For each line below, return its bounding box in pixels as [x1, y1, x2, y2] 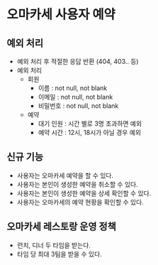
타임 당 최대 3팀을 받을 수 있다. [16, 249, 102, 258]
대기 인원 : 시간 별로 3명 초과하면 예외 [38, 119, 142, 128]
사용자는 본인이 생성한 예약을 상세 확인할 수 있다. [16, 189, 152, 198]
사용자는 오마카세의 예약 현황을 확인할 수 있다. [16, 198, 145, 206]
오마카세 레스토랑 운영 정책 [6, 221, 116, 233]
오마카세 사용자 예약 [6, 6, 116, 23]
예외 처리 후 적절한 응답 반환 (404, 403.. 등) [16, 58, 139, 65]
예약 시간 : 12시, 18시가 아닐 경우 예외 [38, 129, 142, 136]
